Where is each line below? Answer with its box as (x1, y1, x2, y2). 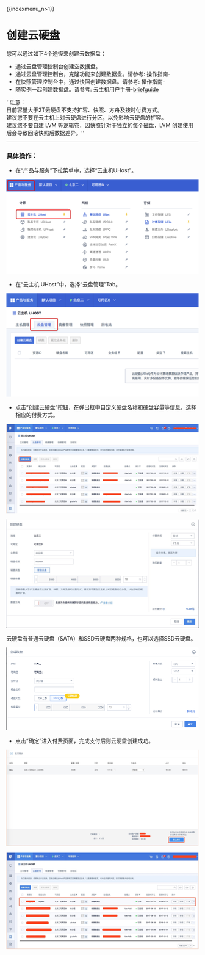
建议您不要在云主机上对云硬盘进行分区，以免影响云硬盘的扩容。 (6, 114, 167, 121)
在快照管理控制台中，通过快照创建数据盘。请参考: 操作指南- (15, 78, 166, 85)
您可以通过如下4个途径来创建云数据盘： (6, 49, 107, 57)
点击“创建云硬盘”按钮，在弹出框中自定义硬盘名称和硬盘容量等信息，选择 (15, 403, 197, 411)
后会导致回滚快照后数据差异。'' (6, 129, 85, 136)
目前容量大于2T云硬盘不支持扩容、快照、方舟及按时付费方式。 (6, 106, 163, 114)
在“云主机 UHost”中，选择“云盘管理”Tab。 (15, 280, 121, 288)
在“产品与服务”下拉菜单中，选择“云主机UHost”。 (15, 167, 137, 174)
